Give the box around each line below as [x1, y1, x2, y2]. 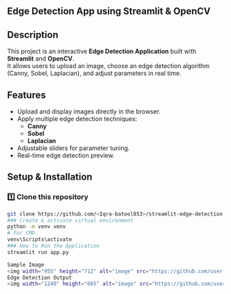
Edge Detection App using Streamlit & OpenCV [7, 6, 211, 17]
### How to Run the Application [7, 242, 100, 250]
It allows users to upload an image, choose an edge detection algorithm [7, 62, 210, 70]
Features [7, 89, 46, 101]
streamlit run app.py [7, 249, 69, 255]
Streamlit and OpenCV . [7, 54, 74, 63]
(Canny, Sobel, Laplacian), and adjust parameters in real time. [7, 69, 181, 78]
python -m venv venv [7, 223, 67, 230]
